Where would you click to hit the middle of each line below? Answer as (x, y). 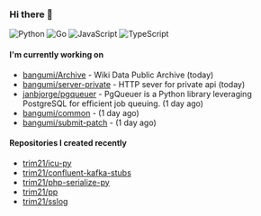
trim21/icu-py (47, 163)
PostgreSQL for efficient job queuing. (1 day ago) (113, 103)
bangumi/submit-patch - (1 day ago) (90, 122)
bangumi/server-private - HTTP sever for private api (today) (134, 84)
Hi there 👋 (31, 14)
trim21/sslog (45, 201)
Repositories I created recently (68, 143)
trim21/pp (40, 192)
